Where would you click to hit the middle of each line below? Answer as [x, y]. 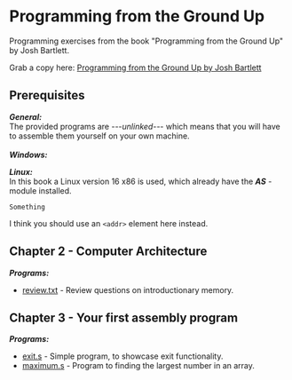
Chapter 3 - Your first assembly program [123, 317]
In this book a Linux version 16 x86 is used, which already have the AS [138, 181]
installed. [55, 190]
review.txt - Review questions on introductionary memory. [128, 289]
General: [26, 116]
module [23, 190]
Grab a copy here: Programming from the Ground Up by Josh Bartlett [135, 67]
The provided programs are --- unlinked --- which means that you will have [145, 126]
